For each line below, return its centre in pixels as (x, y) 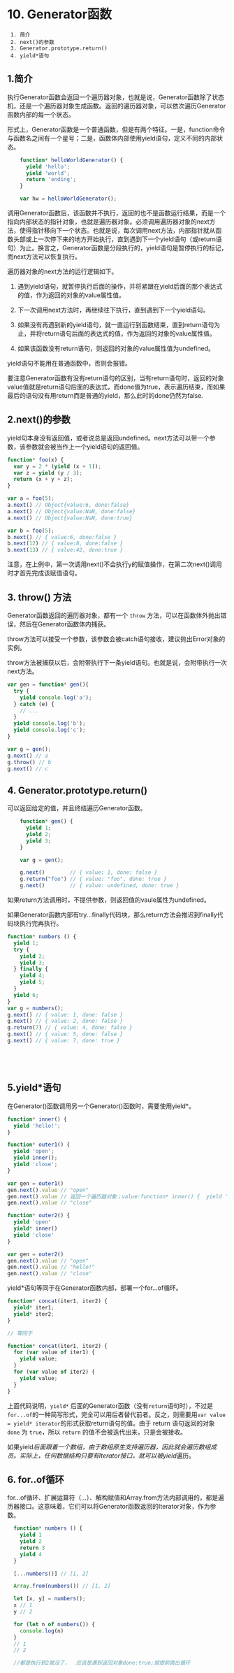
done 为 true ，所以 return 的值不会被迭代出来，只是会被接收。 (97, 1432)
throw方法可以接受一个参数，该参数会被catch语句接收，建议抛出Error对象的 (116, 639)
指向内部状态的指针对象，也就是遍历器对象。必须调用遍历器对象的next (108, 222)
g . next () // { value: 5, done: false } (65, 1034)
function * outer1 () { (39, 1145)
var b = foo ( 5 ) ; (31, 531)
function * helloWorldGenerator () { (72, 160)
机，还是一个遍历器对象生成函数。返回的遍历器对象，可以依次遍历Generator (117, 106)
